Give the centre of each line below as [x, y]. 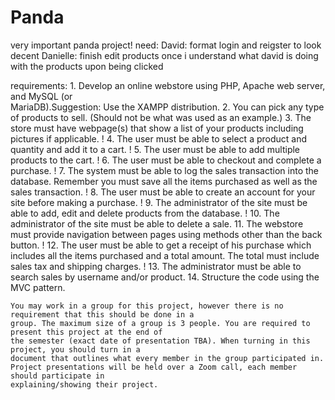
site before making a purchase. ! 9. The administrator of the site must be [159, 202]
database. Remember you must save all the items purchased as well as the [164, 181]
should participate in [57, 376]
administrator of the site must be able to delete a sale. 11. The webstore [157, 223]
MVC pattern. [38, 287]
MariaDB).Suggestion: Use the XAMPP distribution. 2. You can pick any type [167, 107]
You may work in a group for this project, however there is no [147, 306]
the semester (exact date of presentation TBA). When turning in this [160, 341]
